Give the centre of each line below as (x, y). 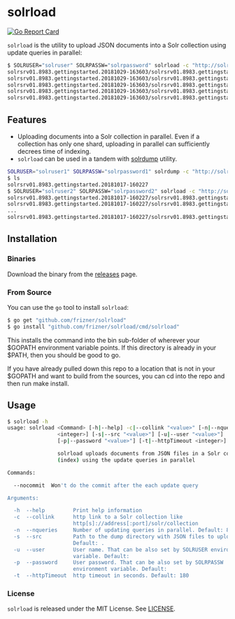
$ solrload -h (28, 421)
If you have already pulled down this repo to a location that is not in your (111, 369)
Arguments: (23, 498)
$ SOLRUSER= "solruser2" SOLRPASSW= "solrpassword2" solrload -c (101, 191)
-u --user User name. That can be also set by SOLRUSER (111, 550)
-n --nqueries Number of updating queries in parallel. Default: (119, 530)
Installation (32, 239)
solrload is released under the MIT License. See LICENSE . (92, 609)
